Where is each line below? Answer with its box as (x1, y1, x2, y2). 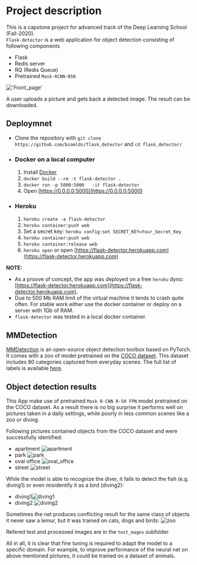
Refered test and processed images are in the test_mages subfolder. (6, 528, 171, 535)
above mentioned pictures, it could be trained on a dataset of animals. (6, 552, 176, 559)
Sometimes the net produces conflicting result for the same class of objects (6, 510, 190, 517)
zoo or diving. (6, 416, 39, 423)
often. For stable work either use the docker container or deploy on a (14, 301, 182, 308)
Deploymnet (6, 119, 52, 129)
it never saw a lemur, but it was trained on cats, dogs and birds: (6, 517, 160, 524)
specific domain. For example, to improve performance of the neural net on (6, 546, 188, 553)
